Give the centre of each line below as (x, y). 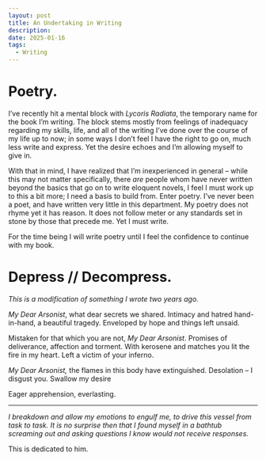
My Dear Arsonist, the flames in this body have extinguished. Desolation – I (131, 370)
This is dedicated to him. (48, 449)
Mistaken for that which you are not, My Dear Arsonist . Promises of (118, 338)
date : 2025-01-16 (37, 38)
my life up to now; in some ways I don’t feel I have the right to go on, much (130, 139)
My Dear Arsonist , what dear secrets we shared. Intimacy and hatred (120, 314)
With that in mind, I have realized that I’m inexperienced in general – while (128, 170)
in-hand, (22, 322)
